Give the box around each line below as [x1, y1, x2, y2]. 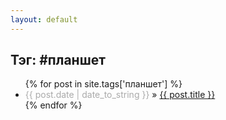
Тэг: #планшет [10, 52, 106, 69]
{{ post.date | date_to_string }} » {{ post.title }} [24, 89, 216, 101]
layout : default [10, 14, 78, 25]
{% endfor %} [24, 99, 83, 111]
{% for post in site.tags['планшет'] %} [24, 78, 183, 90]
